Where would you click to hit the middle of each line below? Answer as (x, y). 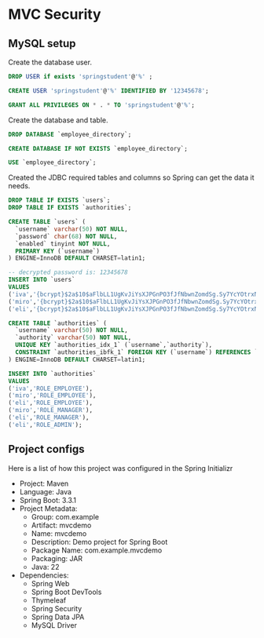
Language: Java (46, 491)
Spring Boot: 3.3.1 (48, 500)
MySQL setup (42, 44)
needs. (19, 186)
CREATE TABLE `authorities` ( (58, 323)
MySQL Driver (54, 625)
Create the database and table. (58, 120)
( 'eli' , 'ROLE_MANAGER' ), (49, 417)
